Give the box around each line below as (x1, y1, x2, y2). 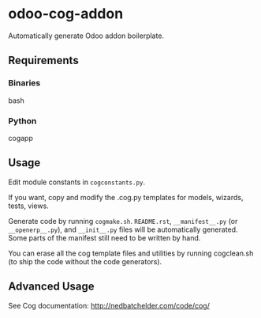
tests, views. (8, 201, 49, 210)
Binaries (8, 78, 41, 89)
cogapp (8, 133, 33, 142)
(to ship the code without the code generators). (8, 256, 162, 266)
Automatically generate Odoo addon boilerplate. (8, 31, 164, 40)
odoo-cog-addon (8, 5, 124, 23)
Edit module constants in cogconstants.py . (8, 177, 146, 187)
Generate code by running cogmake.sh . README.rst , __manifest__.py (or (8, 216, 238, 225)
